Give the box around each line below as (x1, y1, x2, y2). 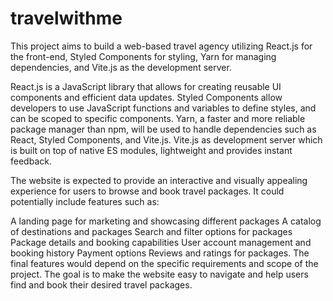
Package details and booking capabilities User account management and (10, 236, 312, 248)
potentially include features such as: (10, 195, 160, 207)
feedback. (10, 155, 52, 167)
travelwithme (10, 7, 123, 30)
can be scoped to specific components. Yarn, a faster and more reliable (10, 112, 306, 124)
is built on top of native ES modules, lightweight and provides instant (10, 144, 293, 156)
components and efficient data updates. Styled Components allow (10, 91, 283, 103)
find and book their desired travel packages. (10, 278, 193, 291)
